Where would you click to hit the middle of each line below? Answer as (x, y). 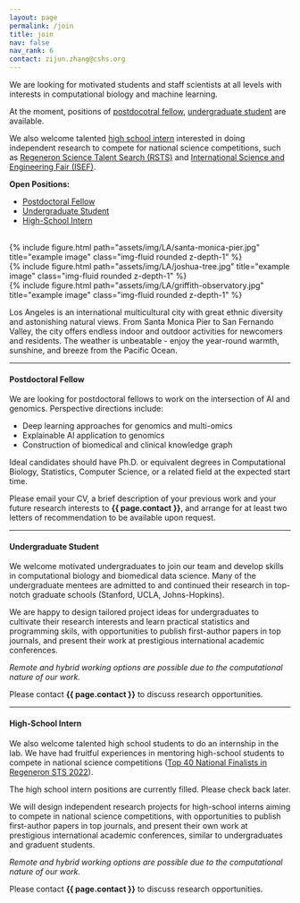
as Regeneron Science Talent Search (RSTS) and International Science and (147, 157)
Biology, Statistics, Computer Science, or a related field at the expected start (150, 472)
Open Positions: (39, 184)
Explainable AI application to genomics (93, 436)
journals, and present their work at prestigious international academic (137, 641)
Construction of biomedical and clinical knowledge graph (127, 445)
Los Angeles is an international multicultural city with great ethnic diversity (146, 312)
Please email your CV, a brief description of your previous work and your (143, 498)
